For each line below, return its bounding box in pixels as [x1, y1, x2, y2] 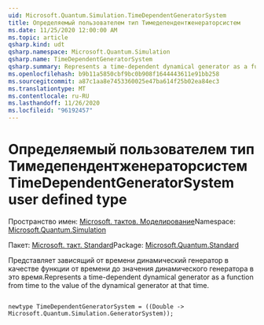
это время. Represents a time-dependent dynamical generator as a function [8, 272, 254, 282]
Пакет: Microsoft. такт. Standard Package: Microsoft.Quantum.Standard [8, 240, 240, 249]
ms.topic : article [8, 33, 68, 42]
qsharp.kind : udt [8, 41, 65, 49]
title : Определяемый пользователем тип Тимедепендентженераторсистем [8, 19, 241, 27]
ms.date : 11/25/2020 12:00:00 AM [8, 26, 118, 34]
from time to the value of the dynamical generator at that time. [8, 280, 210, 290]
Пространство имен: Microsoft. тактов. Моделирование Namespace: [8, 216, 236, 226]
